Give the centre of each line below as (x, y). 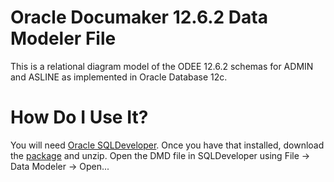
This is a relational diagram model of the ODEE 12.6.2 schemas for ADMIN (162, 66)
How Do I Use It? (79, 117)
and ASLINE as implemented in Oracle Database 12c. (119, 77)
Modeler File (63, 38)
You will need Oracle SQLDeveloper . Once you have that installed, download (167, 145)
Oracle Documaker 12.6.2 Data (139, 17)
